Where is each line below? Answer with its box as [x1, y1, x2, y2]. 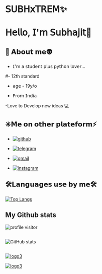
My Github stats [5, 211, 56, 220]
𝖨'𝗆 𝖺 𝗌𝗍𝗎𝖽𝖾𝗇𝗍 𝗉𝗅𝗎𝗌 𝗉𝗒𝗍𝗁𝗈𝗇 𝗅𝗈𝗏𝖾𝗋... [12, 63, 85, 70]
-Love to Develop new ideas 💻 [5, 103, 69, 109]
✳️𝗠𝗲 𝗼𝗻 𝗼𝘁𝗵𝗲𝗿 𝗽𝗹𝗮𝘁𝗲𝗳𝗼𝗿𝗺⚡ [5, 120, 97, 128]
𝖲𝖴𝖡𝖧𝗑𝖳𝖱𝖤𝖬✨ [5, 4, 67, 15]
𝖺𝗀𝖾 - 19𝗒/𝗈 [12, 83, 37, 89]
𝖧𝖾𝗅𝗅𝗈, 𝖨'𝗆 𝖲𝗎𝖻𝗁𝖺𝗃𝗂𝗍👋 [5, 27, 92, 38]
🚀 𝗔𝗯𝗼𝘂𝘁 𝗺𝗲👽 [5, 47, 53, 56]
